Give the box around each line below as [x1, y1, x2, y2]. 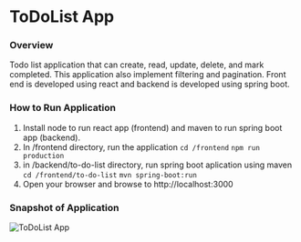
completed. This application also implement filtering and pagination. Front [9, 69, 286, 80]
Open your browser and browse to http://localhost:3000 [22, 178, 234, 189]
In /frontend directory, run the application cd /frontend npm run [22, 141, 260, 152]
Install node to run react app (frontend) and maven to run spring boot [22, 122, 283, 133]
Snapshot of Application [9, 201, 119, 214]
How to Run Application [9, 102, 117, 115]
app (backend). [22, 132, 80, 143]
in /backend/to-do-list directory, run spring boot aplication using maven [22, 159, 293, 170]
